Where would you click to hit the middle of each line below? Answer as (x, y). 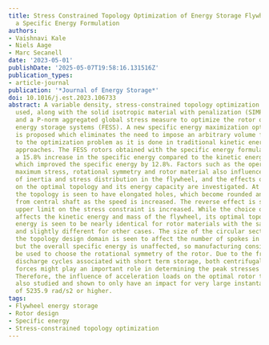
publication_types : (41, 75)
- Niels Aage (30, 46)
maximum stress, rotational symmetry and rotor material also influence (139, 172)
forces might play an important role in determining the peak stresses (138, 269)
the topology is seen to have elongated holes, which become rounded (134, 194)
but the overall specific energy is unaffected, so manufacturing (128, 247)
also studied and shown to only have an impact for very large (123, 284)
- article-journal (39, 82)
